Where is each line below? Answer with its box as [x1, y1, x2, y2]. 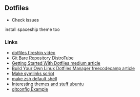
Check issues [11, 17, 40, 23]
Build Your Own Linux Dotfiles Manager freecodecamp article [11, 66, 135, 72]
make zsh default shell [11, 76, 57, 82]
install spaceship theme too [4, 26, 60, 32]
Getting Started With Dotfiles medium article [11, 60, 100, 66]
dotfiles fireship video [11, 50, 56, 56]
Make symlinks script [11, 71, 55, 76]
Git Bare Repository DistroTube [11, 55, 74, 61]
